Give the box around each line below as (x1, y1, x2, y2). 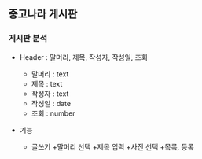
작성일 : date (31, 98, 72, 108)
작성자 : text (31, 89, 69, 98)
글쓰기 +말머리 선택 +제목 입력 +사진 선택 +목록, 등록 (31, 142, 194, 151)
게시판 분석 (8, 33, 48, 44)
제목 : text (31, 79, 63, 88)
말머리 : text (31, 69, 69, 79)
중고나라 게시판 (8, 7, 78, 21)
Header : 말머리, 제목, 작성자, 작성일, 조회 (19, 52, 148, 61)
